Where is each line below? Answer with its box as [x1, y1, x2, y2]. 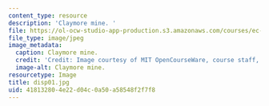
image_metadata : [8, 41, 62, 49]
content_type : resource [8, 11, 88, 20]
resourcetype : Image [8, 71, 78, 79]
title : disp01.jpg [8, 78, 70, 86]
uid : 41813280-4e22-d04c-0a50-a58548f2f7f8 [8, 85, 156, 94]
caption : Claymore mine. [15, 49, 98, 57]
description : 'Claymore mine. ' [8, 19, 116, 27]
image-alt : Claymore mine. [15, 64, 106, 72]
